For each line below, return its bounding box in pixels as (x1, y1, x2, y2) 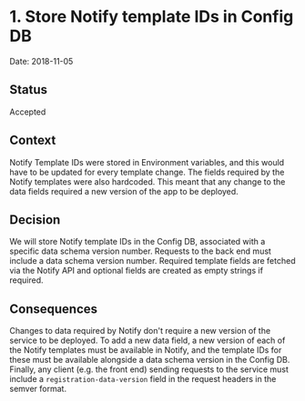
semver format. (9, 384, 66, 395)
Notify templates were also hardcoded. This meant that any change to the (9, 175, 286, 187)
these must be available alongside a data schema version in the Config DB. (9, 355, 290, 366)
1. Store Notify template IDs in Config (9, 6, 294, 27)
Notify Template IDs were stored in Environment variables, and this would (9, 156, 285, 167)
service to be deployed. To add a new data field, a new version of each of (9, 335, 286, 346)
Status (9, 82, 48, 97)
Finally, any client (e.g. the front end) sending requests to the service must (9, 364, 290, 375)
